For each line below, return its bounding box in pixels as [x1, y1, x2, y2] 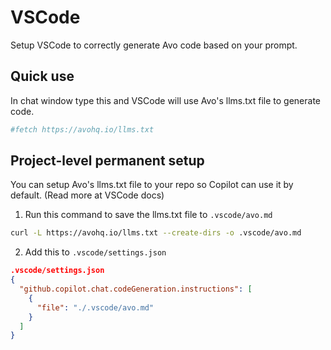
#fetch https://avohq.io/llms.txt [10, 124, 155, 135]
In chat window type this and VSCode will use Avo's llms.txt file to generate [10, 94, 321, 106]
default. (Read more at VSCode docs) [10, 189, 165, 201]
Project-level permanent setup [10, 152, 205, 170]
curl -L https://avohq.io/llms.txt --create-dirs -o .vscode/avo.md [10, 228, 302, 238]
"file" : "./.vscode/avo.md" [36, 302, 155, 313]
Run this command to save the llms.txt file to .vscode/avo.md [24, 209, 273, 221]
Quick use [10, 68, 75, 85]
